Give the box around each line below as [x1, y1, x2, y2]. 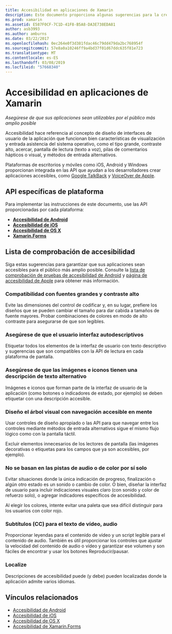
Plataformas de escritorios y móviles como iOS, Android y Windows [5, 162, 148, 168]
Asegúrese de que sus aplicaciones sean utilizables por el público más [5, 115, 156, 121]
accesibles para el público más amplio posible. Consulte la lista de [5, 267, 145, 273]
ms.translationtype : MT [5, 50, 56, 55]
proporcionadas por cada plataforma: [5, 206, 84, 213]
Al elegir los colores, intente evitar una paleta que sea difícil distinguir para [5, 502, 163, 508]
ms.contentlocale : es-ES [5, 55, 58, 60]
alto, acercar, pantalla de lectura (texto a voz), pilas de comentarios [5, 147, 147, 153]
